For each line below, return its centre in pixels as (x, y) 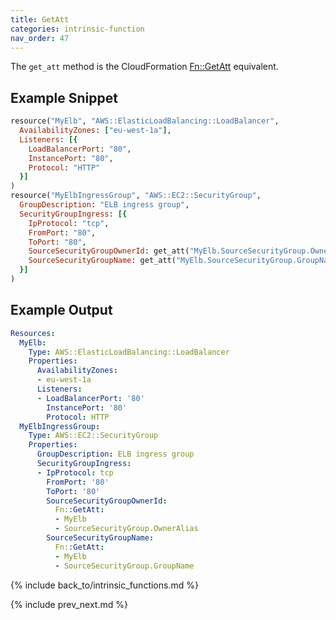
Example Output (61, 310)
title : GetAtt (40, 19)
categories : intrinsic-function (77, 29)
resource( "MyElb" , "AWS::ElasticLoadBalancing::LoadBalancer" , (145, 121)
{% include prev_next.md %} (69, 604)
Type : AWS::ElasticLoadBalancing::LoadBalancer (129, 352)
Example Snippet (64, 97)
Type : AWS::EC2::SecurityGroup (93, 436)
